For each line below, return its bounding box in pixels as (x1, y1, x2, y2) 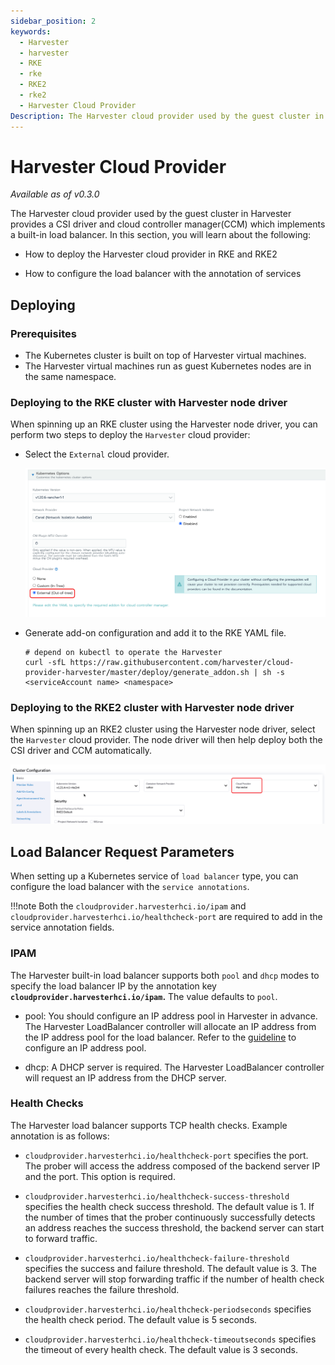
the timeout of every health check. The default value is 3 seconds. (24, 1343, 299, 1355)
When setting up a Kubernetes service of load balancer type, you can (10, 870, 299, 882)
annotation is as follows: (10, 1130, 110, 1142)
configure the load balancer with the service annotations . (10, 881, 250, 893)
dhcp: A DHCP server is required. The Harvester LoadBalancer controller (24, 1061, 325, 1073)
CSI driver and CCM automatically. (10, 745, 153, 757)
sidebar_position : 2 (10, 16, 97, 26)
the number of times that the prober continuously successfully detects (24, 1211, 316, 1223)
